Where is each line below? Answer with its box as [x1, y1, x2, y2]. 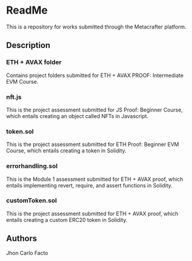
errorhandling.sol [6, 162, 58, 170]
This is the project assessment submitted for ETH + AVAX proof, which [6, 210, 179, 217]
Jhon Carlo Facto [6, 249, 49, 256]
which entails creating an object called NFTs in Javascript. [6, 112, 149, 119]
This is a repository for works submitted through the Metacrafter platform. [6, 23, 187, 30]
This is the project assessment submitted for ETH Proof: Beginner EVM [6, 141, 180, 148]
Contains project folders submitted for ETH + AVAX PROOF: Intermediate [6, 72, 184, 79]
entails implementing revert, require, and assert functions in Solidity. [6, 182, 173, 189]
